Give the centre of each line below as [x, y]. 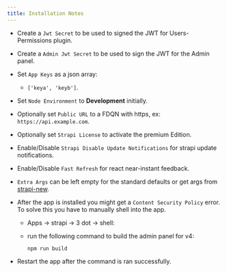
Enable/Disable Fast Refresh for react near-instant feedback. [103, 168]
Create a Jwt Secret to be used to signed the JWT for [93, 33]
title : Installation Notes [45, 13]
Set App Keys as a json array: [57, 74]
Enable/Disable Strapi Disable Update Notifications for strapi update [117, 147]
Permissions [35, 40]
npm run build [47, 248]
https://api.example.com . [53, 121]
